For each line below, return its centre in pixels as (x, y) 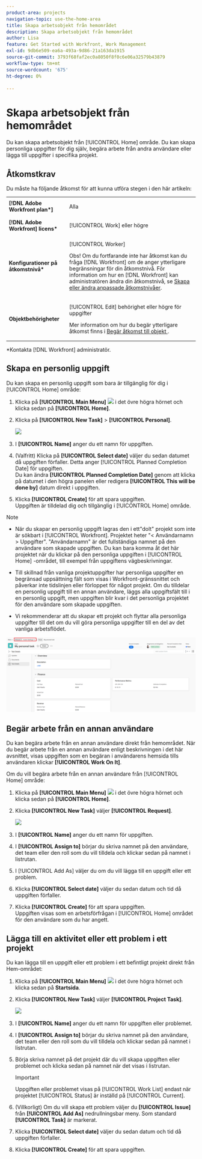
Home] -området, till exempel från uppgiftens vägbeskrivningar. (94, 561)
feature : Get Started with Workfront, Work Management (76, 44)
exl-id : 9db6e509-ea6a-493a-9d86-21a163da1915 (66, 51)
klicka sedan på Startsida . (47, 988)
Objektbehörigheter (34, 319)
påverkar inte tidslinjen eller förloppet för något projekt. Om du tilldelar (102, 585)
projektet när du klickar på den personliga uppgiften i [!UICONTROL (98, 554)
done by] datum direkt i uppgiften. (57, 488)
